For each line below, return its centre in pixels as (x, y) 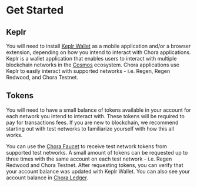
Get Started (35, 10)
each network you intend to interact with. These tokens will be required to (96, 116)
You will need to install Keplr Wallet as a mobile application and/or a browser (98, 46)
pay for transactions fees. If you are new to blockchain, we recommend (92, 122)
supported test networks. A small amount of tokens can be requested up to (97, 152)
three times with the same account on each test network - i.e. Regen (89, 159)
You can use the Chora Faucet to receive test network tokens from (87, 146)
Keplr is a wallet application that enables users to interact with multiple (91, 59)
